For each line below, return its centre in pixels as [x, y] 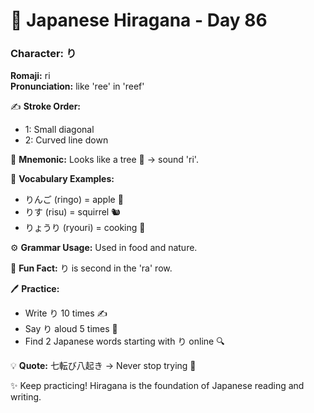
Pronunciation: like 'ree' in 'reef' [77, 86]
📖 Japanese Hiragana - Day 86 [139, 20]
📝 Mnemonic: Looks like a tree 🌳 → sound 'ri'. [104, 160]
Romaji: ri [30, 76]
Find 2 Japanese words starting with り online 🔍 [124, 341]
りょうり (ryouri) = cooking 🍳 [85, 228]
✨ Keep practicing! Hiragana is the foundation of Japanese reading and [157, 386]
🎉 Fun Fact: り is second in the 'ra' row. [91, 268]
